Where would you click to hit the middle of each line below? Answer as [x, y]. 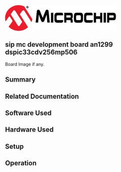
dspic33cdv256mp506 [41, 52]
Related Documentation [42, 96]
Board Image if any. [25, 64]
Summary [20, 80]
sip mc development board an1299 [59, 44]
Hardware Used [30, 130]
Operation [21, 163]
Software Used [28, 113]
